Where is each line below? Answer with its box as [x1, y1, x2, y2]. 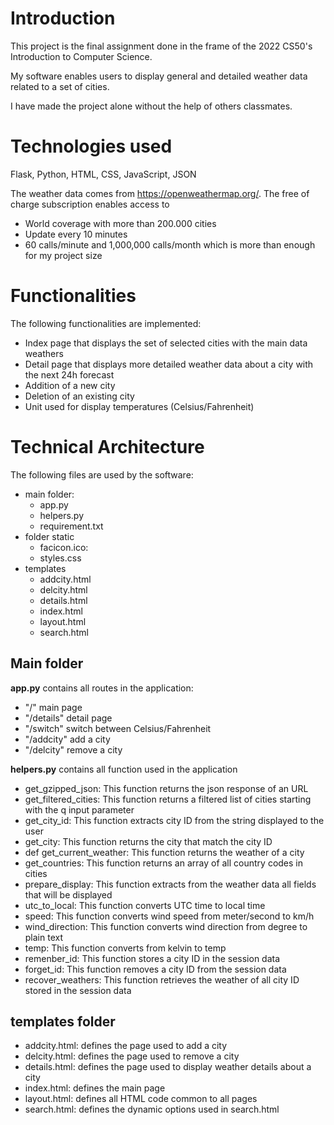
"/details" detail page [24, 712, 113, 724]
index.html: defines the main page [24, 1082, 166, 1094]
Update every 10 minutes [24, 228, 128, 240]
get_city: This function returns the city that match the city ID [24, 835, 273, 847]
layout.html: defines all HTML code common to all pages [24, 1093, 258, 1105]
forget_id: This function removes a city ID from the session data [24, 963, 287, 975]
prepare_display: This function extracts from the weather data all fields [24, 878, 317, 890]
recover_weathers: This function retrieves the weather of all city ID [24, 973, 300, 986]
